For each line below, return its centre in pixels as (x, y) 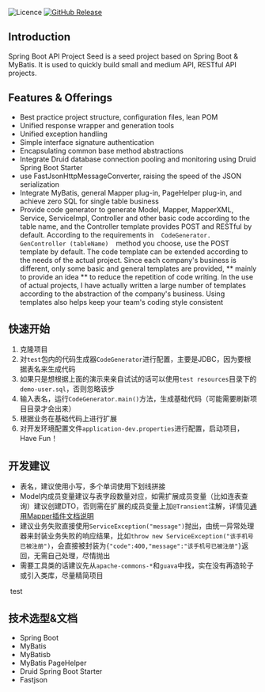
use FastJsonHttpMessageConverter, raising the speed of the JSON (131, 176)
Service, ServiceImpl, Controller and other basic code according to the (135, 218)
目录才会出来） (51, 409)
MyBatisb (35, 655)
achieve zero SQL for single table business (89, 201)
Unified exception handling (64, 134)
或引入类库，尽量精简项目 (61, 576)
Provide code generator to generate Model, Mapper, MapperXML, (127, 209)
